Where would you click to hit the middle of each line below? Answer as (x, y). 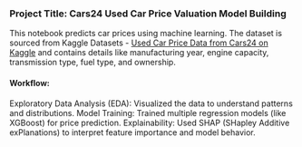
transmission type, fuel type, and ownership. (93, 63)
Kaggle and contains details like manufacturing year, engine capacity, (139, 53)
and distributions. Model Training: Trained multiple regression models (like (148, 113)
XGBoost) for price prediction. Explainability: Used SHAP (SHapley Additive (150, 122)
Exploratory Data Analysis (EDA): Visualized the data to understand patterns (151, 103)
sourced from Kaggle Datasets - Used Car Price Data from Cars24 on (139, 43)
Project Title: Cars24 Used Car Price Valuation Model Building (148, 14)
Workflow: (29, 83)
